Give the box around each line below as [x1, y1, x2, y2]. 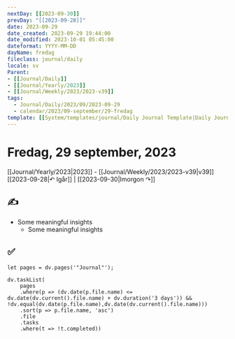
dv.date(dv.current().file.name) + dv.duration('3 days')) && [7, 295, 192, 302]
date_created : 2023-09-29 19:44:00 [7, 29, 111, 37]
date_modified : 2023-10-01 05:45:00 [7, 36, 114, 43]
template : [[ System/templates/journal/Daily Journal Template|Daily [7, 114, 211, 121]
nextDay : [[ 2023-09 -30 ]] [7, 10, 80, 17]
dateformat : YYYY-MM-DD [7, 43, 77, 50]
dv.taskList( [7, 277, 45, 284]
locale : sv [7, 62, 39, 69]
